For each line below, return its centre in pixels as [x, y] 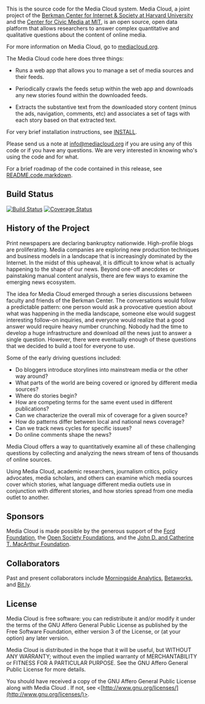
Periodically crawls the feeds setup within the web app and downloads [104, 89]
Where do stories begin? [46, 395]
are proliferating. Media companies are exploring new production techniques [103, 250]
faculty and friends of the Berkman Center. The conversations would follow [101, 300]
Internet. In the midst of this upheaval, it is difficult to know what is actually [100, 262]
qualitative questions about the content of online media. [76, 35]
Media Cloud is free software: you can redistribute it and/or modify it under [101, 619]
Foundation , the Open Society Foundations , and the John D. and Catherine [100, 538]
